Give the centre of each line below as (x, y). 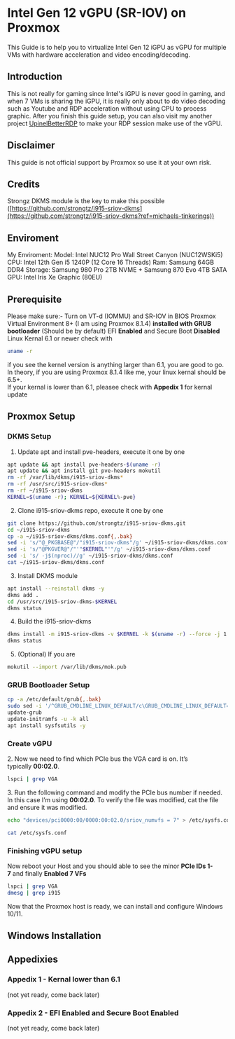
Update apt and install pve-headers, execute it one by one (101, 452)
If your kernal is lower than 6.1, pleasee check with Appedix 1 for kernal (110, 387)
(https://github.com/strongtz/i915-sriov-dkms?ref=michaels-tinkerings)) (111, 216)
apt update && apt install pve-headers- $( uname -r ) (84, 465)
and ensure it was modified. (47, 807)
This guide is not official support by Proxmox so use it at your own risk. (109, 162)
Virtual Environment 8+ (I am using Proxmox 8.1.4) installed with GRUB (109, 323)
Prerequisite (35, 299)
